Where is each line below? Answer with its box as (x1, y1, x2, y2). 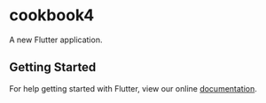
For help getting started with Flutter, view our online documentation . (9, 83, 257, 93)
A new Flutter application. (9, 34, 103, 45)
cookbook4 (9, 5, 95, 26)
